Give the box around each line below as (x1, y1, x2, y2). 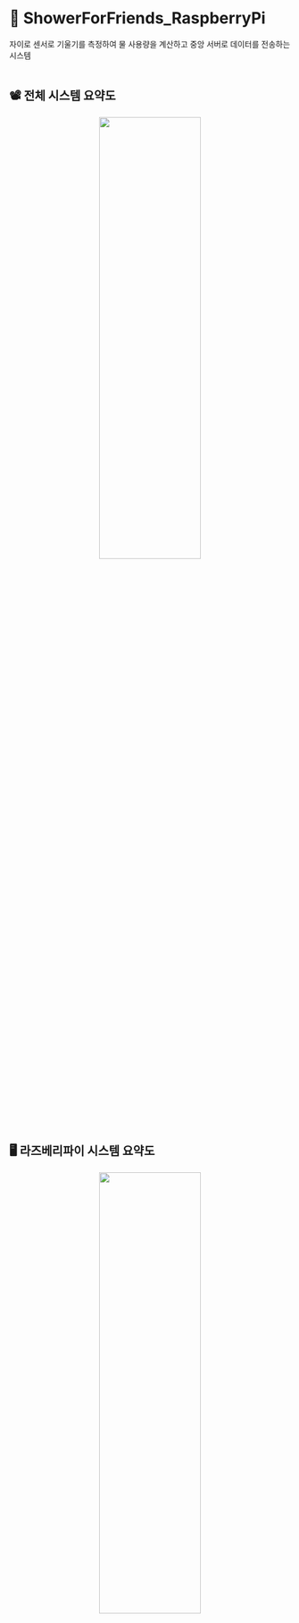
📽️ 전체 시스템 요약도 (9, 89, 116, 104)
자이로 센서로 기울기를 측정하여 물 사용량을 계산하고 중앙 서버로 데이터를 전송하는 (9, 38, 291, 49)
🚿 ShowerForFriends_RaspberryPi (9, 8, 266, 29)
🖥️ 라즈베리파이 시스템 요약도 (9, 1143, 155, 1159)
